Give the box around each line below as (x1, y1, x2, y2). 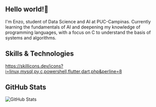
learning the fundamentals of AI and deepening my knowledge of (5, 24, 140, 30)
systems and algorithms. (5, 34, 57, 41)
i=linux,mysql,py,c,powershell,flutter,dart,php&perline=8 (5, 68, 122, 74)
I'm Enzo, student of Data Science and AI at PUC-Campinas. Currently (5, 18, 151, 24)
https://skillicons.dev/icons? (5, 63, 64, 69)
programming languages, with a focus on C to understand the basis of (5, 29, 151, 35)
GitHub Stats (5, 83, 46, 92)
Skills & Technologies (5, 49, 74, 58)
